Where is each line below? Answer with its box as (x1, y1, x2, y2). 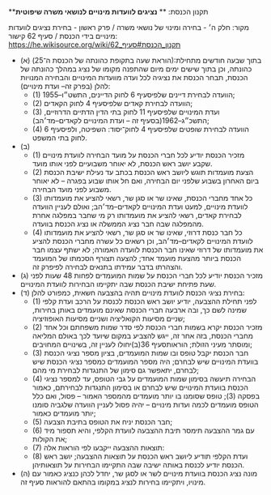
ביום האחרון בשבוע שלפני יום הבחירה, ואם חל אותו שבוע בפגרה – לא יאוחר (32, 176, 260, 186)
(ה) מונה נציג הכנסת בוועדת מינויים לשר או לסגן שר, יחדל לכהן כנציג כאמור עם (19, 469, 257, 478)
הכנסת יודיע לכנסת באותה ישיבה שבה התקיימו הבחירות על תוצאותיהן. (32, 460, 245, 469)
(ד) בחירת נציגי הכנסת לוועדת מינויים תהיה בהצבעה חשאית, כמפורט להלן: (19, 288, 245, 297)
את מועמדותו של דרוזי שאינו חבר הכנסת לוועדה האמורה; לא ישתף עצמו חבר (32, 245, 264, 254)
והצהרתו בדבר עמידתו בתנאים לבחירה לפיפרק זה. (32, 262, 184, 271)
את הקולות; (32, 434, 67, 444)
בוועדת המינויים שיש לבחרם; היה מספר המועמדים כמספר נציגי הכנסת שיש (32, 356, 259, 366)
